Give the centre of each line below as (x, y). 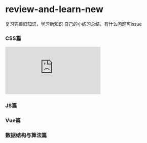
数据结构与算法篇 (26, 135)
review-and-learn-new (54, 9)
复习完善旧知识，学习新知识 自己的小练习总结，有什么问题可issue (73, 24)
